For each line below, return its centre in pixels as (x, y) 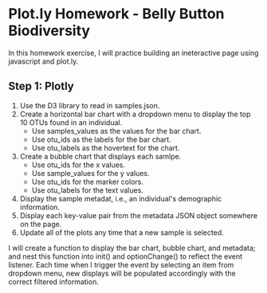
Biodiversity (49, 31)
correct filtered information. (54, 281)
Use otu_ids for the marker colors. (87, 182)
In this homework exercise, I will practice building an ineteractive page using (133, 53)
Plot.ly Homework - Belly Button (116, 14)
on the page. (41, 224)
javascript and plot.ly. (43, 61)
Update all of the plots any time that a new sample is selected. (122, 232)
